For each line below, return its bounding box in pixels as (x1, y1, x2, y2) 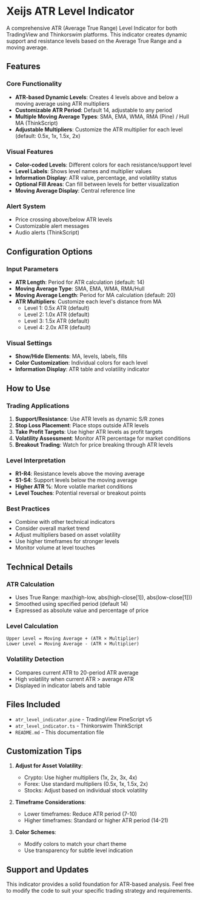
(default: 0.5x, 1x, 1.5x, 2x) (15, 132, 81, 139)
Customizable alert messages (15, 222, 90, 230)
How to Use (6, 383, 51, 393)
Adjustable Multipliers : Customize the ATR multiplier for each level (15, 126, 183, 133)
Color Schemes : (15, 828, 56, 836)
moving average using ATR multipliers (15, 100, 110, 107)
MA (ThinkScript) (15, 119, 58, 126)
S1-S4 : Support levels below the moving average (15, 476, 138, 484)
